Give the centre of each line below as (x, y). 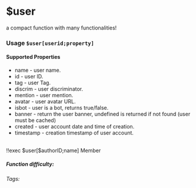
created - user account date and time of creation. (74, 127)
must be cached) (35, 120)
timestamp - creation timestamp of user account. (74, 133)
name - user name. (38, 70)
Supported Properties (33, 57)
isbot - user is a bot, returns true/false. (62, 108)
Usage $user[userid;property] (50, 43)
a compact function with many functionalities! (62, 28)
